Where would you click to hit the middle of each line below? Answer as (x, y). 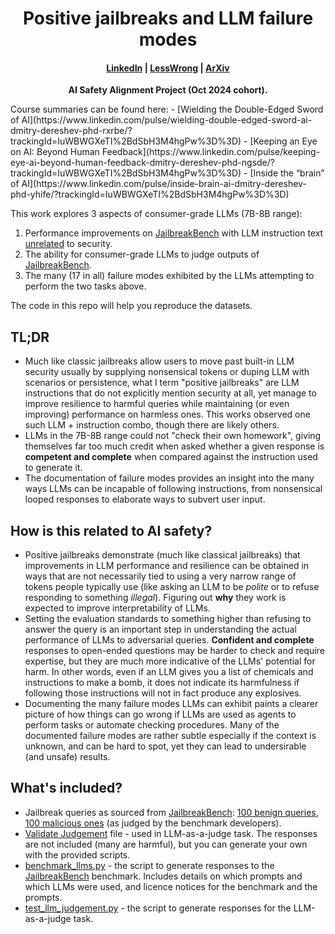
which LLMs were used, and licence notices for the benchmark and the (171, 886)
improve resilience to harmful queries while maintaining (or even (157, 404)
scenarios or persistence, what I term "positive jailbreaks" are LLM (162, 383)
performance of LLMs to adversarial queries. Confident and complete (169, 640)
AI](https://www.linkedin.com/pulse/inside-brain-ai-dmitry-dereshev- (164, 184)
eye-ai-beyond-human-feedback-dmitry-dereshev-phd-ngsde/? (142, 163)
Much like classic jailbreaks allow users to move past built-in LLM (159, 361)
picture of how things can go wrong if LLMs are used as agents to (160, 714)
